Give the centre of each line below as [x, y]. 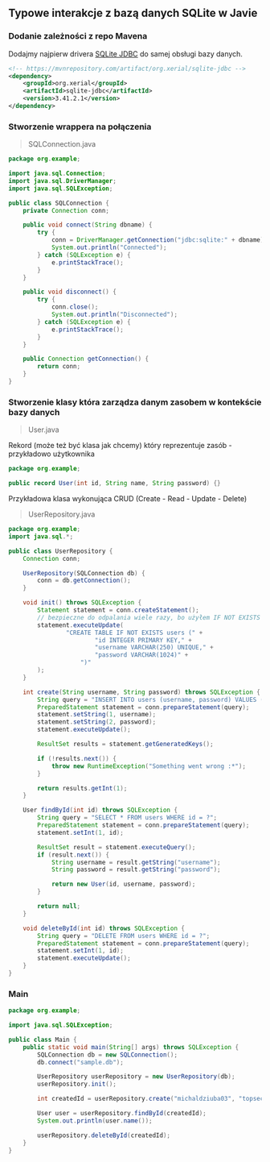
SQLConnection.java [62, 144]
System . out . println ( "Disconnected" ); [115, 315]
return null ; [59, 907]
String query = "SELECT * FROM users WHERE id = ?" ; [127, 818]
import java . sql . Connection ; [57, 174]
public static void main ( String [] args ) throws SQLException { [131, 1047]
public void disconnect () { [70, 292]
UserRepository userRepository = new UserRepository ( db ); [136, 1077]
